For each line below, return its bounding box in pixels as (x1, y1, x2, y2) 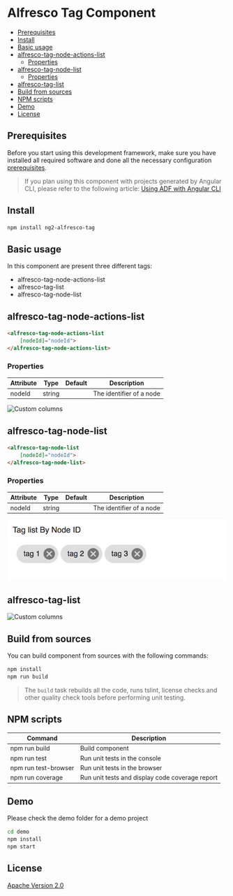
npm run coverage (10, 774, 63, 782)
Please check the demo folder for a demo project (7, 814, 149, 823)
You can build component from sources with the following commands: (7, 651, 209, 660)
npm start (7, 844, 36, 851)
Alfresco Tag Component (7, 5, 156, 21)
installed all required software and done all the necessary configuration (7, 156, 212, 164)
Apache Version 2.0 (7, 881, 64, 889)
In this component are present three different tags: (7, 262, 152, 270)
